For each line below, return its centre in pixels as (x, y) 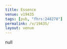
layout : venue (20, 28)
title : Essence (21, 10)
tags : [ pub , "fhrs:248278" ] (34, 19)
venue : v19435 (20, 14)
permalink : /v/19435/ (27, 24)
